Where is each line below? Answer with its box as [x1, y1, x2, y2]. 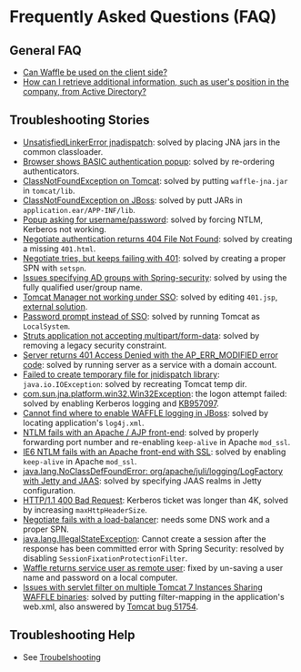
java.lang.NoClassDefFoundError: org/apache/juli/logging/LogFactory [22, 465, 284, 476]
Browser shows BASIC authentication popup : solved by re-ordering [22, 156, 276, 167]
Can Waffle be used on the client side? [22, 66, 168, 77]
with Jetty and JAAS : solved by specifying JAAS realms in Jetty [22, 475, 262, 486]
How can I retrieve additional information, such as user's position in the [22, 76, 289, 87]
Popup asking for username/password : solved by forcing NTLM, [22, 214, 264, 225]
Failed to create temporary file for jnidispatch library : [22, 369, 220, 380]
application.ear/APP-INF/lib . [22, 204, 136, 215]
